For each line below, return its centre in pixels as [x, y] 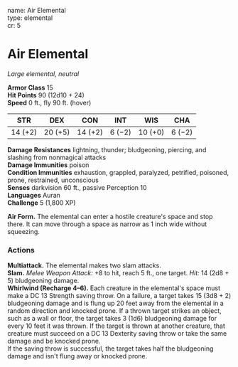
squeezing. [24, 231]
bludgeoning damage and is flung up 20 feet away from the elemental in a [115, 303]
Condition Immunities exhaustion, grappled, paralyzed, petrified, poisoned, [118, 172]
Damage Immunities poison [48, 165]
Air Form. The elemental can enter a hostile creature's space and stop [110, 216]
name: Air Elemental [37, 10]
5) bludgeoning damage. [43, 281]
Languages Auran [34, 195]
